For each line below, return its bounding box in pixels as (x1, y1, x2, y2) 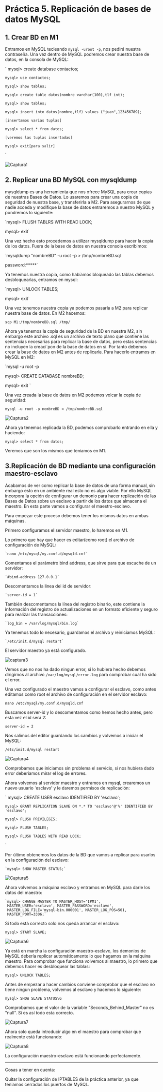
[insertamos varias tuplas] (5, 118, 62, 123)
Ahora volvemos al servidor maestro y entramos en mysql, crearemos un (5, 780, 150, 786)
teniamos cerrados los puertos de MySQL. (5, 1081, 90, 1087)
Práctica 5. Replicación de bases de (5, 3, 151, 15)
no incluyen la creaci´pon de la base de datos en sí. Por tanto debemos (5, 344, 147, 349)
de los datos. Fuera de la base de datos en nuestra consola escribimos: (5, 243, 148, 249)
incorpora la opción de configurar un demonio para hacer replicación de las (5, 493, 156, 499)
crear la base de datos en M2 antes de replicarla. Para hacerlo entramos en (5, 349, 156, 355)
